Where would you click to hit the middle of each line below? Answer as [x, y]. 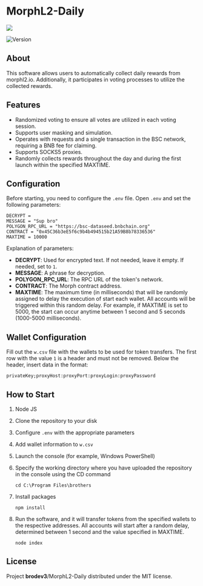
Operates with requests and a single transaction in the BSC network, [100, 139]
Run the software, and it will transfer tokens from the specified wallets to [106, 519]
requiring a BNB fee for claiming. [56, 145]
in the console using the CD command [63, 474]
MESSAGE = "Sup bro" [32, 221]
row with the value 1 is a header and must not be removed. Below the [92, 359]
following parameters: [34, 205]
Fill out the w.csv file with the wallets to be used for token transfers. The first [101, 352]
